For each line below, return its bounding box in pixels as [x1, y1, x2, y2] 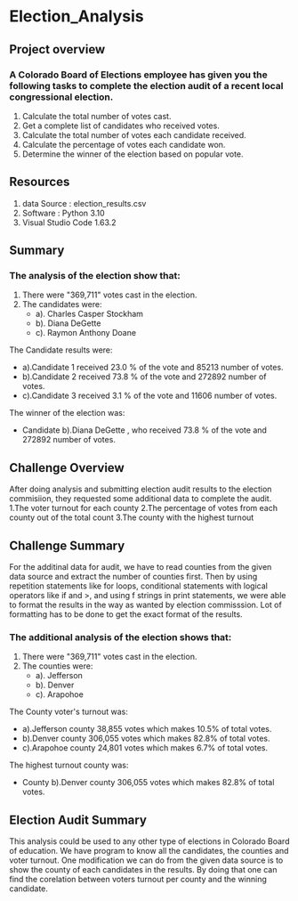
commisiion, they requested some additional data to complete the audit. [9, 493, 272, 504]
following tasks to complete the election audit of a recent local [9, 79, 284, 92]
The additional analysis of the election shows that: [9, 630, 232, 643]
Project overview [9, 42, 106, 57]
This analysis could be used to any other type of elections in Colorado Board [9, 836, 290, 847]
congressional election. [9, 91, 114, 103]
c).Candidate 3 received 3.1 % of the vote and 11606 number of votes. [21, 390, 278, 402]
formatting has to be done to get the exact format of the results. [9, 609, 243, 620]
